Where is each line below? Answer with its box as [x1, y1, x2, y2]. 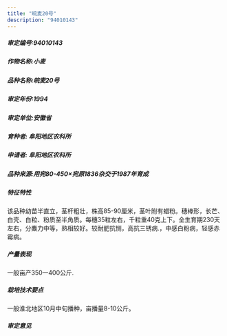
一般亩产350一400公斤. [7, 268, 74, 277]
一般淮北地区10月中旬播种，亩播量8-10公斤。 [7, 304, 136, 313]
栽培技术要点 [7, 286, 43, 294]
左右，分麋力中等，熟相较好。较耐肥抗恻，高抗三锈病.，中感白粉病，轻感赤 [7, 224, 220, 233]
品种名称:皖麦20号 [7, 76, 60, 84]
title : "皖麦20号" [7, 10, 57, 17]
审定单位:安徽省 [7, 113, 52, 121]
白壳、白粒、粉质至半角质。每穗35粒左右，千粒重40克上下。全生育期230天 [7, 215, 220, 224]
